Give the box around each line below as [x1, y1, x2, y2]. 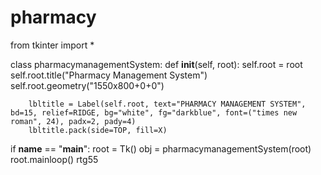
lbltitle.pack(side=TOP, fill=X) [28, 125, 168, 135]
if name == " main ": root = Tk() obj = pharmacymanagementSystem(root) [10, 142, 312, 155]
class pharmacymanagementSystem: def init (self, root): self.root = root [10, 58, 303, 70]
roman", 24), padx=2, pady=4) [10, 116, 137, 126]
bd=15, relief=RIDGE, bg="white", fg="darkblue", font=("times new [10, 107, 298, 118]
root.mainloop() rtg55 [10, 153, 99, 165]
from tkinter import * [10, 39, 95, 51]
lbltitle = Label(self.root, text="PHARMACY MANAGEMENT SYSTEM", [28, 99, 307, 109]
